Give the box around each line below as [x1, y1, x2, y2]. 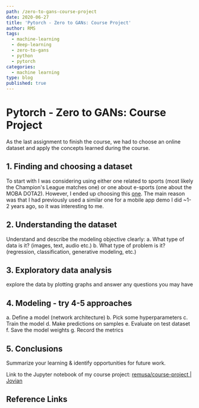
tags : [6, 31, 20, 37]
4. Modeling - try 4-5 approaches [6, 298, 132, 308]
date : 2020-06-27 [6, 14, 49, 20]
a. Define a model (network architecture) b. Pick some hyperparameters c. [6, 314, 188, 321]
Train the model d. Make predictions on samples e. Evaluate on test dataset [6, 320, 190, 327]
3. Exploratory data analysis [6, 265, 112, 275]
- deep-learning [11, 42, 52, 48]
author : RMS [6, 25, 36, 31]
